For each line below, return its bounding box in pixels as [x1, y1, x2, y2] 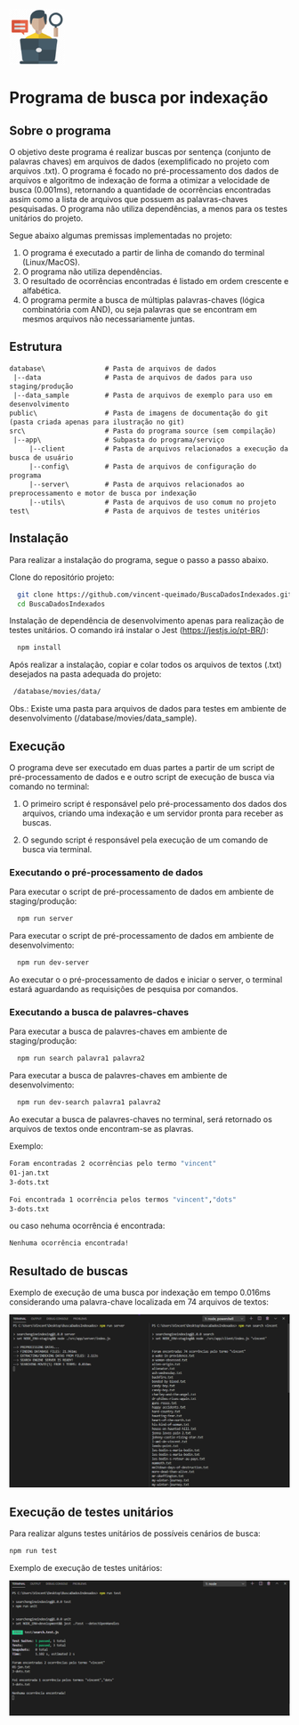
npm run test [9, 1547, 58, 1556]
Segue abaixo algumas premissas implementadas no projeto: [9, 231, 233, 240]
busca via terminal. [21, 843, 93, 854]
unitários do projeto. [9, 213, 84, 224]
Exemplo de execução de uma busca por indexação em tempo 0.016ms [9, 1287, 271, 1298]
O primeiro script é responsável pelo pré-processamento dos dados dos [21, 798, 287, 809]
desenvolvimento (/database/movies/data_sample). [9, 712, 198, 724]
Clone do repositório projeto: [9, 572, 115, 582]
